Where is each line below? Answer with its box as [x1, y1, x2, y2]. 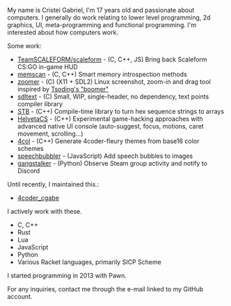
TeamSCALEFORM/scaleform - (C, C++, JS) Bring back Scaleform [17, 55, 207, 64]
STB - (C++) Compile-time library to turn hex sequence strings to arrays [17, 108, 225, 115]
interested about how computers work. [7, 28, 118, 36]
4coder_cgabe [17, 194, 59, 202]
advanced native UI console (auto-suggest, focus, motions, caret [17, 122, 204, 130]
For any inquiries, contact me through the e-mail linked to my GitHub [7, 285, 204, 293]
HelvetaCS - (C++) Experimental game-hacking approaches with [17, 115, 203, 123]
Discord [17, 167, 40, 175]
